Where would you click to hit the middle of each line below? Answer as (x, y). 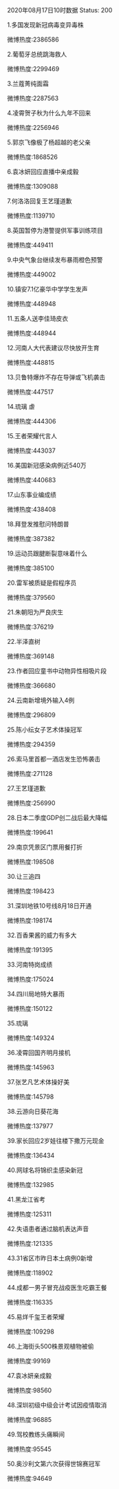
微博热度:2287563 (33, 98)
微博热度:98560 (30, 1390)
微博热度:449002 (32, 274)
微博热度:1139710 (31, 216)
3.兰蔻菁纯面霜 (28, 84)
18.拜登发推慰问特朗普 (39, 524)
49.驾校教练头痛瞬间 (36, 1434)
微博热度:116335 (30, 1302)
